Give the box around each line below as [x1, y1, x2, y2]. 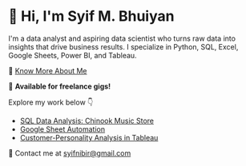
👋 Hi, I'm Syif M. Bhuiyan [8, 7, 175, 26]
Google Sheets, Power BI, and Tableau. [8, 50, 138, 60]
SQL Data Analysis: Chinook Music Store [19, 116, 155, 125]
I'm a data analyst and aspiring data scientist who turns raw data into [8, 34, 236, 43]
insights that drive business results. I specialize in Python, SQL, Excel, [8, 41, 239, 51]
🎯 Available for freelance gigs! [8, 81, 111, 91]
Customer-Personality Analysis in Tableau [19, 132, 159, 142]
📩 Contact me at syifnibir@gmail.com [8, 148, 131, 158]
